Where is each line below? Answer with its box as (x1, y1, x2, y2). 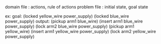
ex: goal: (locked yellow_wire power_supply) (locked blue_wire (5, 13, 129, 19)
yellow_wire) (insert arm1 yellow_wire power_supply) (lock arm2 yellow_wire (5, 29, 156, 34)
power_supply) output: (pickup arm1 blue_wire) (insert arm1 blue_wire (5, 19, 143, 24)
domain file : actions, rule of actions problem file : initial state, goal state (5, 4, 148, 10)
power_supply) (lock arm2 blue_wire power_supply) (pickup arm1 (5, 23, 134, 29)
